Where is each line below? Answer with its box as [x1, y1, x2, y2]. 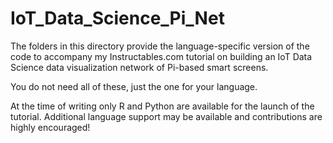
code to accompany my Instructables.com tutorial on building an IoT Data [10, 50, 313, 62]
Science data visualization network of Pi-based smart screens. [10, 61, 269, 73]
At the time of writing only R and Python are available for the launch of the [10, 100, 315, 112]
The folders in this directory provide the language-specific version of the [10, 40, 310, 52]
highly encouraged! [10, 121, 91, 133]
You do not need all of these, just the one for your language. [10, 80, 258, 92]
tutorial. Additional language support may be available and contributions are [10, 110, 323, 122]
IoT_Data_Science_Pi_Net [10, 7, 225, 30]
